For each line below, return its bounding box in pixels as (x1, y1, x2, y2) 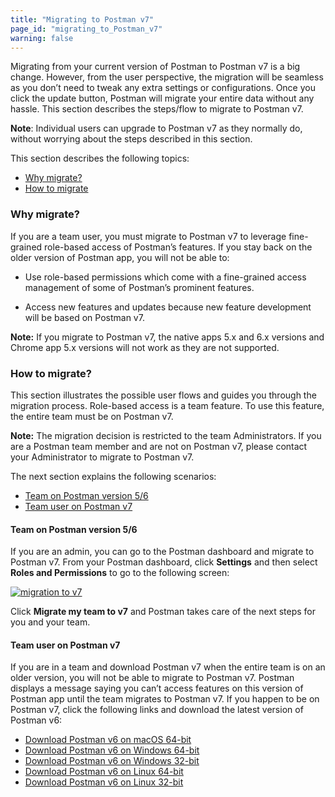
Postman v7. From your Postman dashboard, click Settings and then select (10, 556, 318, 568)
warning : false (10, 33, 74, 43)
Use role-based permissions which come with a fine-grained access (24, 271, 307, 283)
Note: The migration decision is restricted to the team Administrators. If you (10, 429, 322, 441)
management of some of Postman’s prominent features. (24, 281, 255, 293)
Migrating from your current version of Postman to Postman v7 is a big (10, 61, 301, 73)
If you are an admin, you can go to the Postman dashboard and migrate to (10, 546, 315, 558)
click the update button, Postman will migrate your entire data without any (10, 92, 315, 105)
